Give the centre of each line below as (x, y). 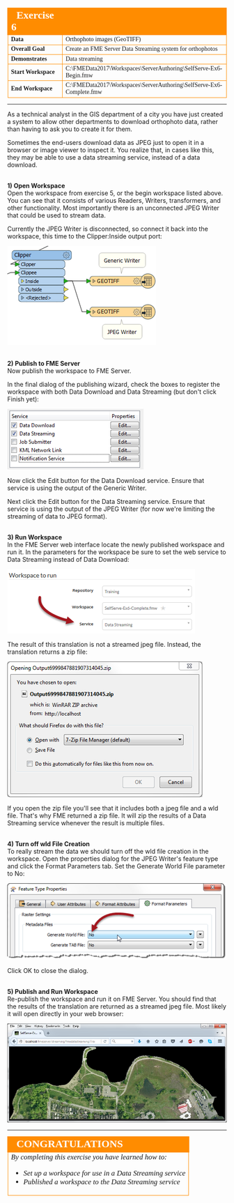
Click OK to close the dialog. (48, 971)
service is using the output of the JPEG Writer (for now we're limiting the (111, 509)
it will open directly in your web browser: (65, 1014)
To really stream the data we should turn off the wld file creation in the (108, 851)
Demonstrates (29, 59)
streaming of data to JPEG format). (57, 516)
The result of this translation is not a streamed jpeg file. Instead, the (104, 644)
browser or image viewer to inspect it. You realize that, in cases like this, (111, 150)
